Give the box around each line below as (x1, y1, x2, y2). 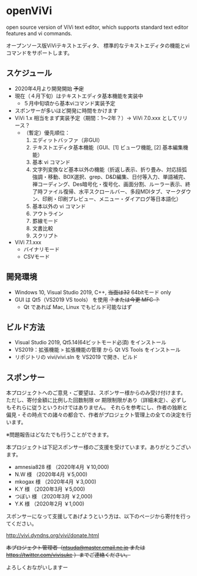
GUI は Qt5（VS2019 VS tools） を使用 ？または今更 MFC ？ (14, 296, 160, 303)
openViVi (6, 4, 52, 18)
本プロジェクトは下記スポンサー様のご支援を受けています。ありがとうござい (6, 444, 191, 451)
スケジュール (6, 68, 52, 78)
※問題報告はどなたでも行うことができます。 (6, 431, 112, 438)
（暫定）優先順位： (23, 129, 71, 136)
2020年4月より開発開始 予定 (14, 85, 84, 92)
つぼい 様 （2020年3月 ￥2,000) (14, 493, 93, 500)
